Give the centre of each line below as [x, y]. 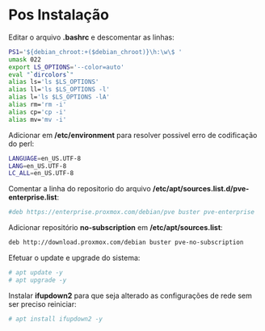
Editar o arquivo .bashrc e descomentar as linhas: [92, 37]
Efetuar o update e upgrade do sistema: [74, 258]
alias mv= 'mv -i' [38, 119]
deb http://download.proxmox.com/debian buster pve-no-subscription [126, 243]
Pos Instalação [59, 15]
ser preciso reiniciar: [42, 304]
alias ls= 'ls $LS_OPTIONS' [54, 82]
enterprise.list [33, 197]
